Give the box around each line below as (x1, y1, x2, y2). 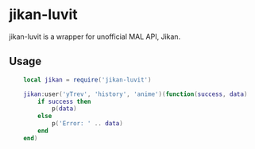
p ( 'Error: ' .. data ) (51, 120, 124, 128)
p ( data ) (51, 105, 78, 113)
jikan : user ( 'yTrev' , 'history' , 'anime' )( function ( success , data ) (23, 90, 248, 98)
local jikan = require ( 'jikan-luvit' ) (23, 75, 152, 84)
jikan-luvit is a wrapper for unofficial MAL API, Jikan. (9, 32, 181, 41)
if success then (37, 97, 91, 105)
